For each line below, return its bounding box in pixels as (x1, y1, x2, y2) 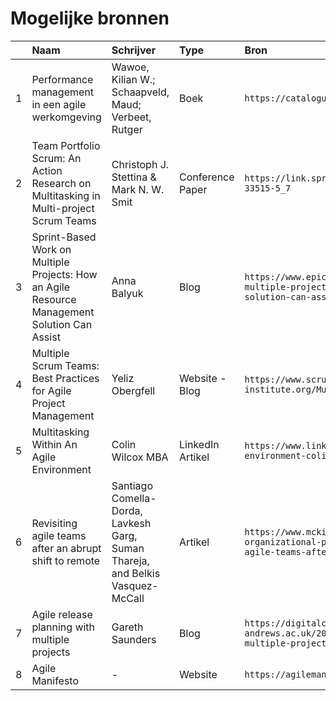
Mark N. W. (111, 182, 165, 196)
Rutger (111, 122, 143, 136)
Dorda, (111, 503, 143, 517)
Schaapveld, (111, 85, 170, 99)
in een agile (31, 97, 87, 111)
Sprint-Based (31, 230, 97, 244)
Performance (31, 72, 94, 86)
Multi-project (31, 201, 95, 215)
